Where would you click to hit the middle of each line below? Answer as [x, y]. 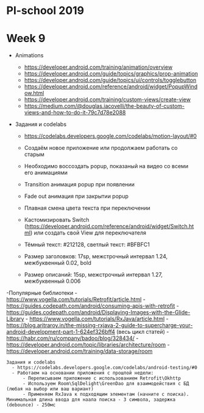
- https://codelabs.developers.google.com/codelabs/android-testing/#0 [105, 368]
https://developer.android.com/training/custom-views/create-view [107, 100]
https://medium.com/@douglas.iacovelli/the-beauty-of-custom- [104, 106]
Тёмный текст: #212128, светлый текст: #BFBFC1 [87, 245]
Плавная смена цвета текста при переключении [87, 208]
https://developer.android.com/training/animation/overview [98, 67]
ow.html [34, 93]
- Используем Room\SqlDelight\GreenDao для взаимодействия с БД [106, 384]
